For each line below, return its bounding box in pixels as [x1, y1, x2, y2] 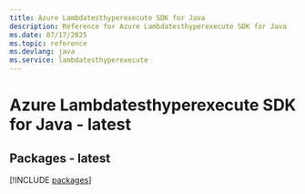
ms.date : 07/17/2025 [9, 30, 88, 39]
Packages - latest [9, 150, 111, 166]
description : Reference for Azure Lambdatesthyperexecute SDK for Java [9, 22, 287, 31]
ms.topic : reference [9, 38, 88, 48]
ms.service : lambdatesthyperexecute [9, 56, 148, 65]
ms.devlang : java [9, 47, 76, 56]
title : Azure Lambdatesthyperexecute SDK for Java [9, 13, 206, 23]
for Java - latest [9, 115, 132, 135]
